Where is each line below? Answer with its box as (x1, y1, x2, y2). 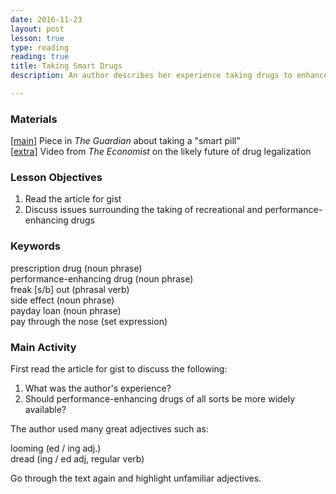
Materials (10, 112, 58, 126)
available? (24, 404, 67, 416)
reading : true (10, 52, 70, 62)
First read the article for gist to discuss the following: (10, 363, 228, 375)
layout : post (10, 24, 65, 34)
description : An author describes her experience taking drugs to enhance (10, 71, 329, 81)
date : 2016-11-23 (10, 14, 83, 25)
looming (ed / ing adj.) (10, 442, 102, 455)
